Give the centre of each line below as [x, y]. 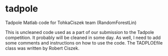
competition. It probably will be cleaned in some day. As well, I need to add [83, 37]
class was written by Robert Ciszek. [42, 48]
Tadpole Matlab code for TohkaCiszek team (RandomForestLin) [71, 22]
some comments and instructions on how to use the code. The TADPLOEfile [84, 42]
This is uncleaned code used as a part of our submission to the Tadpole [80, 32]
